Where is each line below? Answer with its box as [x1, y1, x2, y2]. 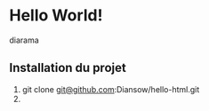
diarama [9, 35, 40, 45]
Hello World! [9, 5, 103, 26]
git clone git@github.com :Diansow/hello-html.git [21, 83, 200, 94]
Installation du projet [9, 60, 126, 75]
